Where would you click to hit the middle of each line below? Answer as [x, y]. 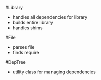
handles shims [28, 28]
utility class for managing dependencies [54, 72]
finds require [26, 53]
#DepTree [16, 62]
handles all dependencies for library [50, 17]
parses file [23, 47]
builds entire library [33, 22]
